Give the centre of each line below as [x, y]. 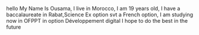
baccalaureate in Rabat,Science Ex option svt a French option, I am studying [100, 15]
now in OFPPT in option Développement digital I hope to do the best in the [97, 21]
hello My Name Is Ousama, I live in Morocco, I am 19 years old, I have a [93, 8]
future [14, 27]
